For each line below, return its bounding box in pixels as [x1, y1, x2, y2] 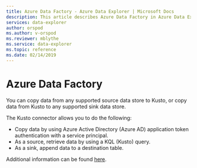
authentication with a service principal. [14, 132, 108, 139]
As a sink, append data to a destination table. [14, 144, 124, 151]
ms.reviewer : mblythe [6, 36, 59, 42]
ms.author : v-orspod [6, 30, 57, 36]
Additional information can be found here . [6, 156, 107, 163]
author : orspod [6, 25, 43, 31]
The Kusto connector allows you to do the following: [6, 114, 132, 121]
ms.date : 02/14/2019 [6, 52, 57, 58]
